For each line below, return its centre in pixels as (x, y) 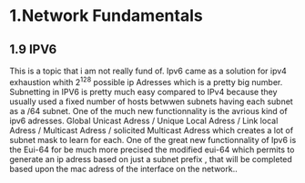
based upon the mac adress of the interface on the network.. (124, 169)
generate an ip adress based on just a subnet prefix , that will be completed (151, 159)
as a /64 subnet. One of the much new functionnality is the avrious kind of (149, 111)
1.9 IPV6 (33, 49)
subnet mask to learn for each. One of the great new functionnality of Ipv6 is (153, 140)
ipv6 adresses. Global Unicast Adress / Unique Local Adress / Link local (144, 120)
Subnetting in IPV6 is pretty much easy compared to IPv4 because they (143, 91)
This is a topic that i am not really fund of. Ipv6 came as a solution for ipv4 (148, 71)
